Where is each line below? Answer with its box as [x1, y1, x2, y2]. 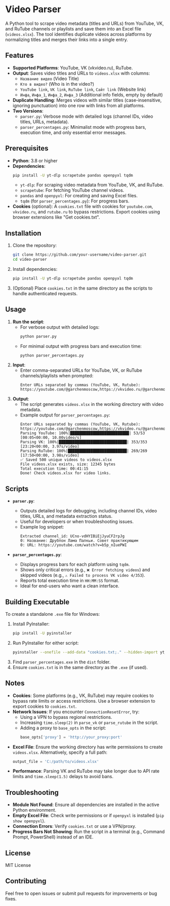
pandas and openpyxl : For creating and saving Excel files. [20, 193, 138, 199]
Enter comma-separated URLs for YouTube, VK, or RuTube [20, 367, 143, 373]
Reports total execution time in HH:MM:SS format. [20, 577, 120, 584]
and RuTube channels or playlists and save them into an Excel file [5, 25, 142, 31]
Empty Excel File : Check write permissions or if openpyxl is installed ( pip [12, 813, 164, 819]
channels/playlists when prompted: [20, 373, 94, 379]
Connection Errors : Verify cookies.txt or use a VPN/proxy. [12, 823, 137, 829]
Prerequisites [5, 144, 49, 153]
